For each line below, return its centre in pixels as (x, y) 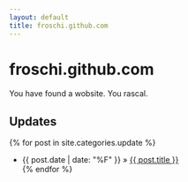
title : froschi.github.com (59, 26)
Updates (33, 121)
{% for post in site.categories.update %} (83, 143)
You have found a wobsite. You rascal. (79, 94)
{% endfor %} (47, 170)
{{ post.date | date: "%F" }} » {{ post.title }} (100, 160)
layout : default (39, 17)
